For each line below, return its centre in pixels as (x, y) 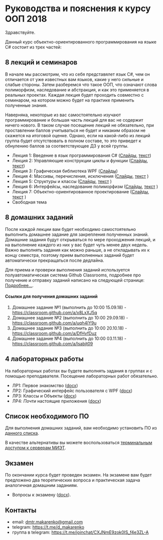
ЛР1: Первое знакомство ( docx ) (45, 385)
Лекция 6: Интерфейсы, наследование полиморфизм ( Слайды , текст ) (85, 187)
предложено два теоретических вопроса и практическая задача (72, 480)
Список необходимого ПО (47, 416)
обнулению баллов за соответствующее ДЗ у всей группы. (67, 146)
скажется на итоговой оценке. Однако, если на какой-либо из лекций (78, 135)
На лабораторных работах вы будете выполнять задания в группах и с (79, 371)
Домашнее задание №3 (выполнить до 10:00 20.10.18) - (70, 328)
